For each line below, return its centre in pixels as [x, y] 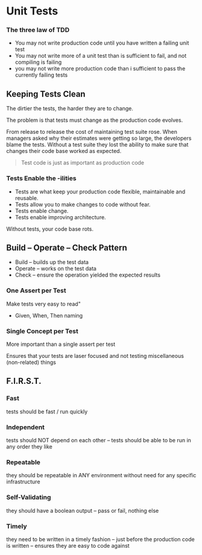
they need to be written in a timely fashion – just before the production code [100, 539]
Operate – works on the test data [55, 269]
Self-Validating [29, 497]
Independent [26, 427]
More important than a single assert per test [61, 344]
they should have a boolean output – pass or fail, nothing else [83, 510]
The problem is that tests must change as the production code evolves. [95, 120]
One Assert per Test [36, 290]
